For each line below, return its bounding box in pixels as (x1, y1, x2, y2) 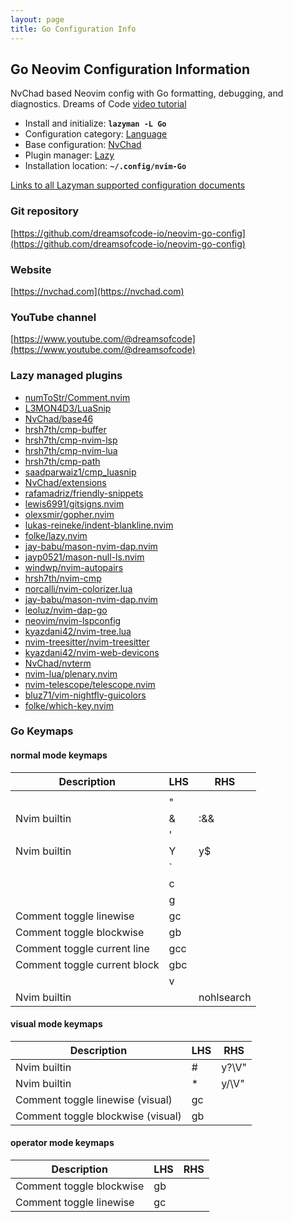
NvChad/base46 (24, 412, 94, 425)
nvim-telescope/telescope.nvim (24, 678, 156, 690)
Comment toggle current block (15, 957, 160, 971)
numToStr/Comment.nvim (24, 391, 131, 403)
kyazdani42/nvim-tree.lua (24, 625, 132, 637)
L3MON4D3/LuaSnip (24, 402, 112, 414)
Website (10, 262, 52, 276)
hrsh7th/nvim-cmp (24, 572, 102, 584)
